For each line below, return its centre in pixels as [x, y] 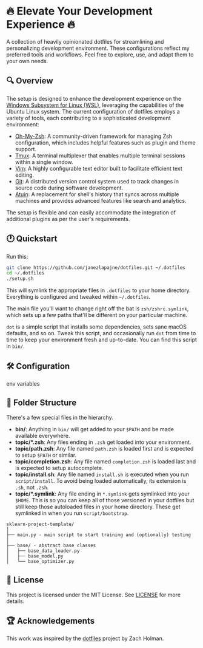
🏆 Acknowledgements [51, 621]
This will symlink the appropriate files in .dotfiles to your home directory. [98, 290]
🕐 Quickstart [32, 239]
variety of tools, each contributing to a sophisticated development [88, 118]
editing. [25, 175]
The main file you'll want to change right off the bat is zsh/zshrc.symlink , [98, 309]
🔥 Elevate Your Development [79, 11]
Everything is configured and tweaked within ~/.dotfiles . [78, 297]
